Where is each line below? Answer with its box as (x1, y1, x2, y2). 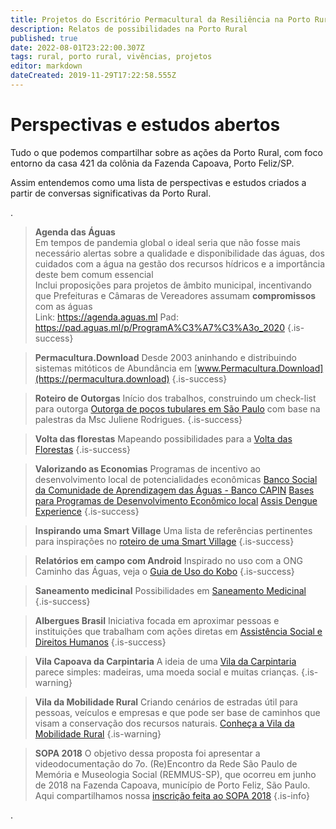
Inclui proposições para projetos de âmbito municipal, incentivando (34, 279, 312, 291)
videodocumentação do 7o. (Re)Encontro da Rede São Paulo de (34, 757, 298, 770)
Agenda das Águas (34, 226, 116, 238)
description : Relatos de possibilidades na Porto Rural (10, 24, 248, 34)
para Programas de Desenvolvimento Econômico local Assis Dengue (34, 494, 318, 506)
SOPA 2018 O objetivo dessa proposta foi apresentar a (34, 747, 261, 759)
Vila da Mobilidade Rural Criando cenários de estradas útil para (34, 696, 298, 708)
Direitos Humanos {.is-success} (34, 636, 167, 648)
